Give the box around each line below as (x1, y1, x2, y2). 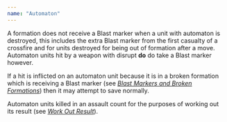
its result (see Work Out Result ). (7, 107, 99, 115)
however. (7, 58, 33, 66)
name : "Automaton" (7, 10, 60, 17)
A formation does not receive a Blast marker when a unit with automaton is (7, 29, 221, 37)
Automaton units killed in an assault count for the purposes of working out (7, 99, 219, 108)
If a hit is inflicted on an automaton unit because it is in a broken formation (7, 72, 219, 80)
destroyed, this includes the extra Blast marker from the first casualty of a (7, 36, 218, 45)
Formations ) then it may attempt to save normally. (7, 86, 149, 94)
